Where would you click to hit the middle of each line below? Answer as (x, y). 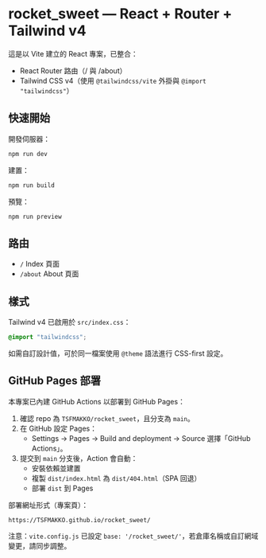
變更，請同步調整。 (40, 545)
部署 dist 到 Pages (62, 488)
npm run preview (35, 217)
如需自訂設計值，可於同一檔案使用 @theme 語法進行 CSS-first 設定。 (118, 353)
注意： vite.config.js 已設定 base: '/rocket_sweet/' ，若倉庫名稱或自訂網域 (133, 536)
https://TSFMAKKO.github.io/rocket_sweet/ (79, 520)
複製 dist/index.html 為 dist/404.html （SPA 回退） (116, 478)
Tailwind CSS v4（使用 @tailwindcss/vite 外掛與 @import (113, 80)
